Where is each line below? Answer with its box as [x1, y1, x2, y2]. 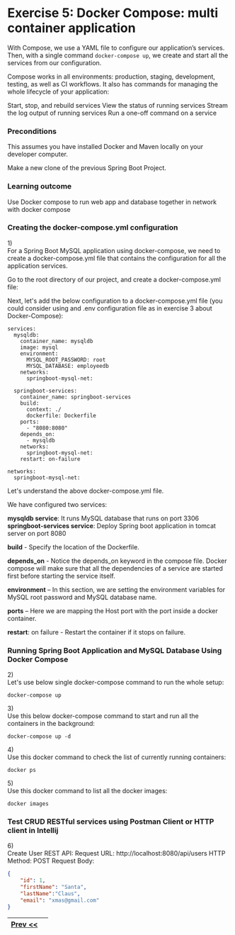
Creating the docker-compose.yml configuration [7, 223, 178, 233]
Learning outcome [7, 181, 72, 191]
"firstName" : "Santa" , [20, 884, 87, 891]
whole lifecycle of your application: [7, 87, 110, 96]
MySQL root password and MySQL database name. [7, 593, 157, 601]
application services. [7, 261, 69, 270]
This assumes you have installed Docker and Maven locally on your [7, 142, 204, 151]
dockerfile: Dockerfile [25, 412, 97, 419]
